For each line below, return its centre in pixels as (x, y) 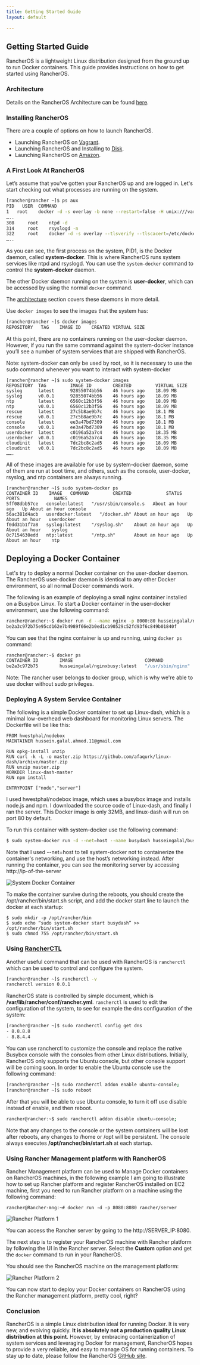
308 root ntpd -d (37, 223)
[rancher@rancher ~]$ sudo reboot (49, 1090)
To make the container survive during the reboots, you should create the (95, 894)
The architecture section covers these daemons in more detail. (83, 300)
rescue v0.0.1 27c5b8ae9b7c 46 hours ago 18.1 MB (90, 417)
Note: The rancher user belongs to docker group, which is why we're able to (100, 677)
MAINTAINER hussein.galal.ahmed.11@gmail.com (63, 741)
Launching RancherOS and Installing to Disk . (69, 148)
